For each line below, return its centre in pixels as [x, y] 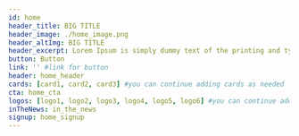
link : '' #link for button [58, 68]
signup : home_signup [47, 117]
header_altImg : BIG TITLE [56, 42]
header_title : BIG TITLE [54, 26]
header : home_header [47, 76]
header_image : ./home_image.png [68, 34]
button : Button [37, 59]
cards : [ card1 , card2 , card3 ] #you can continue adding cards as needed [146, 84]
